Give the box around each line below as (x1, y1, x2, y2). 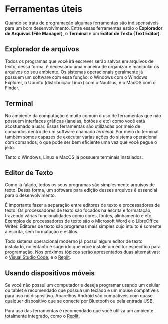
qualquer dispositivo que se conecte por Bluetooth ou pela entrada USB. (5, 298, 154, 304)
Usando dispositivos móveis (5, 269, 95, 277)
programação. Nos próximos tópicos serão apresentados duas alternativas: (5, 249, 160, 255)
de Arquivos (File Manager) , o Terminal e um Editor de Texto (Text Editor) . (5, 30, 161, 36)
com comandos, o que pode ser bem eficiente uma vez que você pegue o (5, 139, 157, 145)
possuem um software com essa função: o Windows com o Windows (5, 74, 148, 80)
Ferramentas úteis (5, 3, 83, 15)
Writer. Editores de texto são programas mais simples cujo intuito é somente (5, 223, 162, 229)
